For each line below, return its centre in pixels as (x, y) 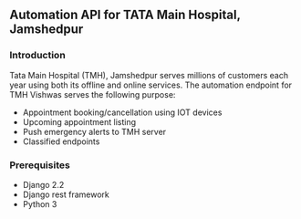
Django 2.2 (43, 184)
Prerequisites (40, 165)
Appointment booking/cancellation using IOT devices (122, 112)
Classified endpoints (61, 141)
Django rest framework (66, 194)
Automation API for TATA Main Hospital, (125, 15)
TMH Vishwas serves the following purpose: (93, 94)
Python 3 (40, 203)
